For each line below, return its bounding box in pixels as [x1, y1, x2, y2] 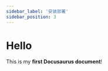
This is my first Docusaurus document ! [6, 58, 103, 65]
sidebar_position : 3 [6, 14, 57, 20]
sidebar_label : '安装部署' [6, 8, 69, 15]
